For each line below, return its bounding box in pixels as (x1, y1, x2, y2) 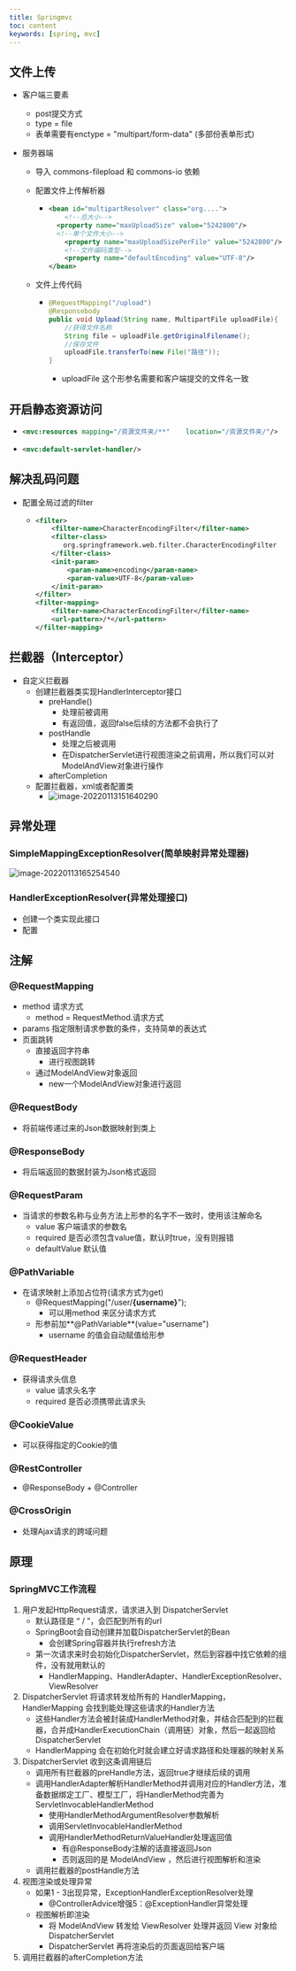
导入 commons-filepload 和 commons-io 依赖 (34, 166, 201, 177)
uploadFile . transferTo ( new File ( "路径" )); (65, 348, 221, 357)
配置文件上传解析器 (34, 185, 106, 196)
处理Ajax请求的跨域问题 (21, 1526, 109, 1536)
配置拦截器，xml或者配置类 (34, 781, 134, 791)
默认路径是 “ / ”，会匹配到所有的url (34, 1616, 162, 1627)
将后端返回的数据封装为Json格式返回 (21, 1166, 156, 1177)
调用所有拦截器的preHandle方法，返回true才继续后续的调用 (34, 1767, 251, 1778)
